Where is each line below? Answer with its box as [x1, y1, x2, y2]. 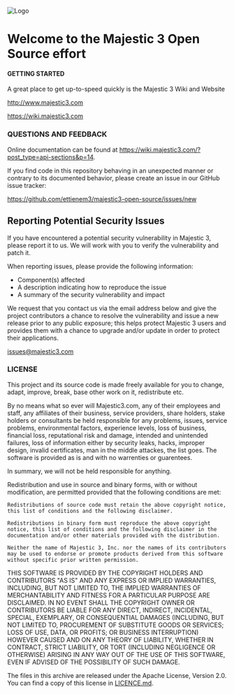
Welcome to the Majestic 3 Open [7, 31, 200, 47]
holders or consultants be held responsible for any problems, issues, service [7, 416, 228, 424]
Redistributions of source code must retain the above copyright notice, [7, 501, 227, 508]
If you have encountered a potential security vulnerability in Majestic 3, [7, 233, 212, 242]
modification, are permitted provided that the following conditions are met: [7, 488, 221, 496]
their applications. [7, 333, 59, 342]
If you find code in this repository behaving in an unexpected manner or [7, 166, 214, 175]
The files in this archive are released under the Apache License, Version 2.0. [7, 671, 227, 679]
